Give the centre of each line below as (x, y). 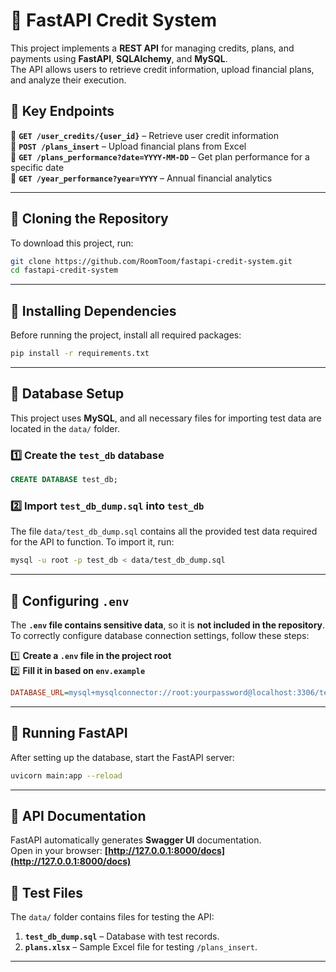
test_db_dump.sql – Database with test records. (122, 936)
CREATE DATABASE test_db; (64, 480)
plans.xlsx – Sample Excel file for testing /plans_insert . (141, 947)
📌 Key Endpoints (62, 111)
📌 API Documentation (78, 815)
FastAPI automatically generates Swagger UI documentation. (136, 840)
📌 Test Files (47, 892)
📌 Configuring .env (70, 600)
